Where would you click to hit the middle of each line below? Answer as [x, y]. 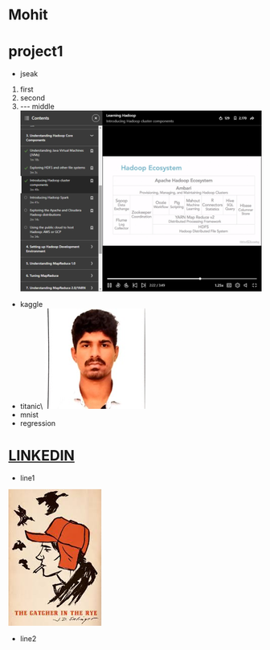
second [33, 98]
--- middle [37, 107]
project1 [36, 52]
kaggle [31, 305]
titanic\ [31, 407]
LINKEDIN [41, 456]
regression [38, 423]
